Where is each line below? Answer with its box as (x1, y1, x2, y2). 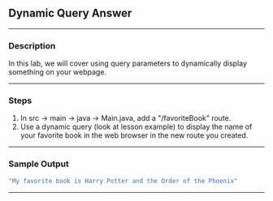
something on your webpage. (8, 67, 107, 77)
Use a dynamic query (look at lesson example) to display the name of (19, 122, 253, 132)
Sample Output (8, 158, 69, 169)
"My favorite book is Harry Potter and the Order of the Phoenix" (8, 177, 238, 185)
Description (8, 40, 56, 51)
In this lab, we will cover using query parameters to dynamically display (8, 58, 248, 68)
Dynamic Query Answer (8, 6, 132, 20)
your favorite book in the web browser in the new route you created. (19, 130, 249, 140)
